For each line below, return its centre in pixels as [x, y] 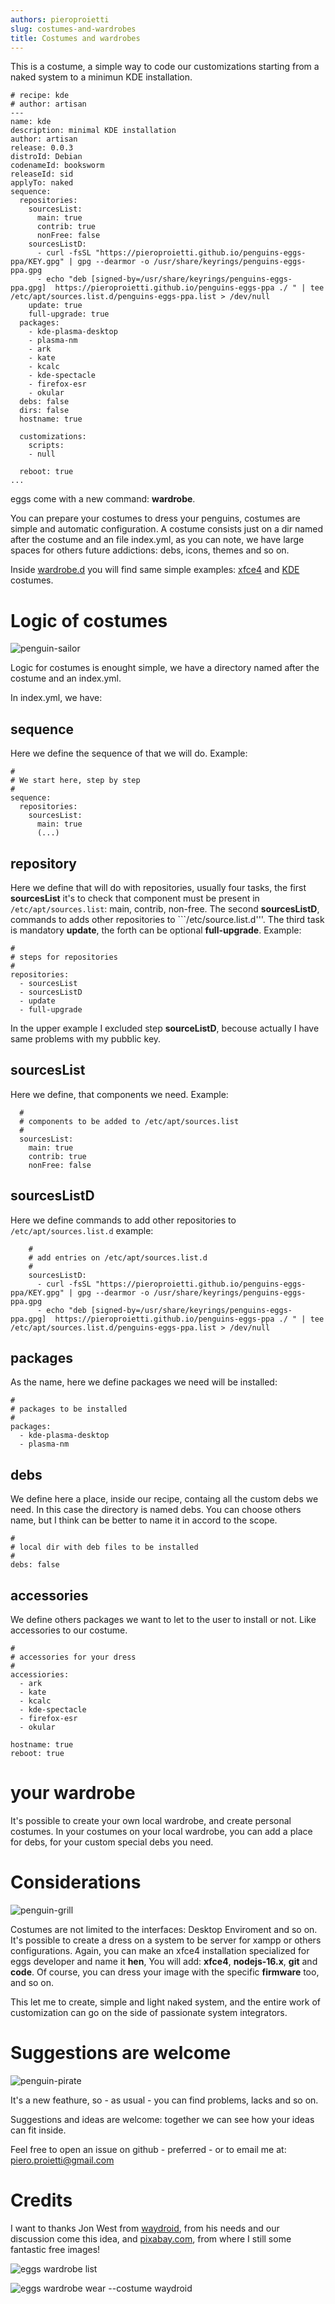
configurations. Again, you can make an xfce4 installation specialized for [160, 1950]
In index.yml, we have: [56, 698]
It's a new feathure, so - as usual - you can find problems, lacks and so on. [164, 2100]
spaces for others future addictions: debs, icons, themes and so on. [150, 550]
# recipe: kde [40, 96]
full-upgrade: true [69, 314]
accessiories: [40, 1675]
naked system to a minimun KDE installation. [101, 77]
